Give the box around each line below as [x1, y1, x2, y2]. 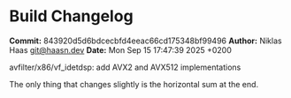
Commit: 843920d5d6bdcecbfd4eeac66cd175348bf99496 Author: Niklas [9, 35, 282, 46]
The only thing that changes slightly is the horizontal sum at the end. [9, 79, 259, 89]
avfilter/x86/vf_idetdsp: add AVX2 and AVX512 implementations [9, 62, 241, 72]
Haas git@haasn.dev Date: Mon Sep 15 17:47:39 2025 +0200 [9, 44, 232, 55]
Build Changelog [9, 6, 134, 26]
